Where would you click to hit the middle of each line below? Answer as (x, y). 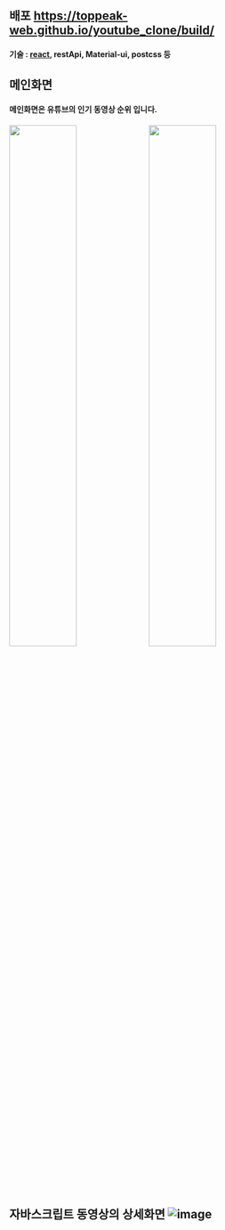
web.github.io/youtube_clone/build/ (112, 31)
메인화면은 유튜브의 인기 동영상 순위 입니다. (83, 109)
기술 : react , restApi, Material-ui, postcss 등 (90, 54)
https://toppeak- (80, 16)
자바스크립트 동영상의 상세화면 (88, 1214)
